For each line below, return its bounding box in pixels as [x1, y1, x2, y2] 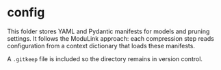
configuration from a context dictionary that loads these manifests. [7, 41, 195, 50]
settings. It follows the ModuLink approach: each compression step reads [7, 34, 214, 42]
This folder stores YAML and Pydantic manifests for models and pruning [7, 27, 210, 35]
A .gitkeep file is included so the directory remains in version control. [7, 54, 203, 63]
